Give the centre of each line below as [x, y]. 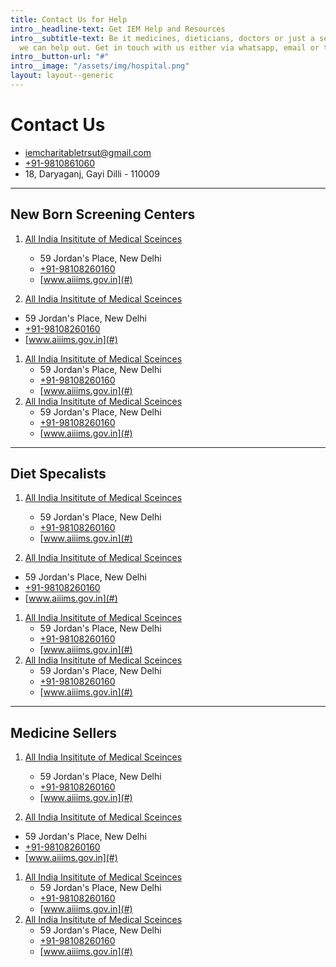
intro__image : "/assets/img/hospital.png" [100, 66]
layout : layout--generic [62, 76]
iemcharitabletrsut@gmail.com [88, 152]
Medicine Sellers [64, 732]
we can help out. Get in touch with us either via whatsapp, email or [169, 47]
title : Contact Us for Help [69, 19]
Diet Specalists [58, 474]
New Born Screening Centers [103, 214]
